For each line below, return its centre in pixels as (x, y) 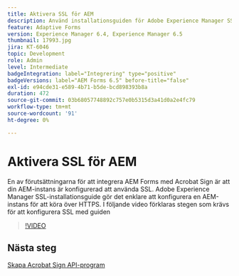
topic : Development (36, 54)
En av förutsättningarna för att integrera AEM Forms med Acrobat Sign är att (119, 181)
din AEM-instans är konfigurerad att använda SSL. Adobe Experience (108, 189)
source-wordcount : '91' (43, 113)
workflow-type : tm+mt (39, 107)
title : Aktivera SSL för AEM (51, 14)
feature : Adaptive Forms (44, 27)
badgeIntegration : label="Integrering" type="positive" (92, 73)
